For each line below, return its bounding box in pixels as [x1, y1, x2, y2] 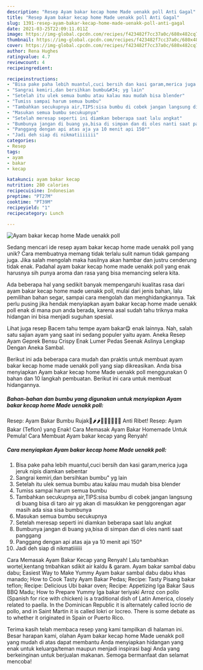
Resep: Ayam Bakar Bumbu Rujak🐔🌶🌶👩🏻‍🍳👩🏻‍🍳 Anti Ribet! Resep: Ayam [7, 417, 183, 424]
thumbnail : [7, 37, 34, 43]
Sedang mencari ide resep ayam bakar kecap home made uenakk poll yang [7, 244, 194, 251]
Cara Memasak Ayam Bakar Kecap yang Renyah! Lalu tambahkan [7, 557, 169, 564]
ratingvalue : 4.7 [7, 54, 51, 60]
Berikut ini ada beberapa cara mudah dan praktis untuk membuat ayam [7, 356, 183, 363]
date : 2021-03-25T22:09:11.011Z [7, 25, 88, 32]
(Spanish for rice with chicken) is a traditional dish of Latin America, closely [7, 595, 194, 602]
